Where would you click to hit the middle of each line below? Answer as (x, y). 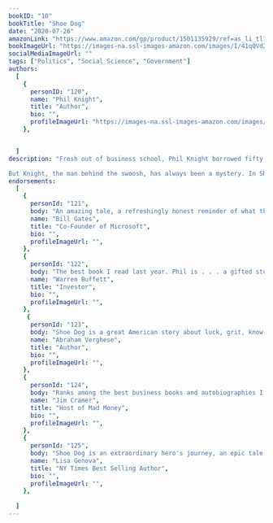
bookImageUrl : (32, 46)
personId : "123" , (59, 325)
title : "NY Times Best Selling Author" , (99, 469)
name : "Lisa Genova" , (67, 460)
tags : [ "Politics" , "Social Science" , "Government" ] (100, 62)
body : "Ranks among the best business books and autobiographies (143, 393)
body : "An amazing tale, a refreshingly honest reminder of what (143, 211)
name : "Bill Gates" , (65, 219)
